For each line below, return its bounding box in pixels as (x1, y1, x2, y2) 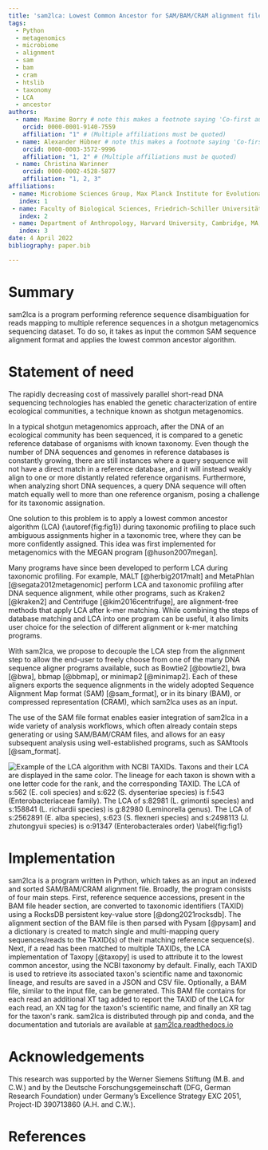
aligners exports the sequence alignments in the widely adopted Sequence (8, 680, 254, 690)
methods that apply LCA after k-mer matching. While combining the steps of (8, 605, 259, 615)
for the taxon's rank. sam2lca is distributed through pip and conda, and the (8, 1011, 254, 1021)
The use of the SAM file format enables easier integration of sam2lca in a (8, 712, 249, 722)
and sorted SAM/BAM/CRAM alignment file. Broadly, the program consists (8, 883, 252, 894)
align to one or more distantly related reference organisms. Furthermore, (8, 472, 246, 482)
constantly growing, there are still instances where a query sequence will (8, 456, 249, 465)
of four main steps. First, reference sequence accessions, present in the (8, 892, 246, 902)
